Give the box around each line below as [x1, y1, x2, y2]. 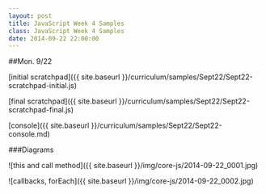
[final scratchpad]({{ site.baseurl [8, 96, 117, 106]
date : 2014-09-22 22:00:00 [8, 34, 99, 43]
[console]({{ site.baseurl [8, 120, 90, 130]
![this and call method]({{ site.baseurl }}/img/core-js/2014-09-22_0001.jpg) [8, 161, 259, 171]
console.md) [8, 129, 50, 139]
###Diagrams [8, 145, 54, 154]
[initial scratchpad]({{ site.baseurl [8, 72, 120, 82]
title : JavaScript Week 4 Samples [8, 19, 125, 27]
